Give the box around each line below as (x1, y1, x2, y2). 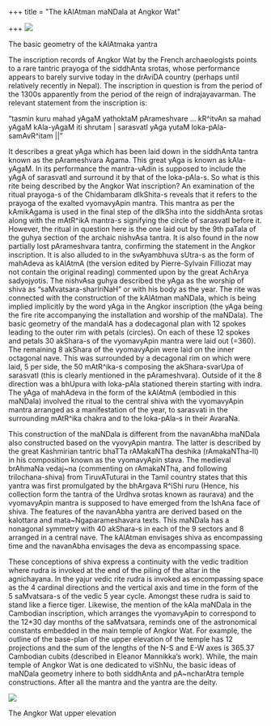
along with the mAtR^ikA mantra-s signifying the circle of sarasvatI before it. (8, 216, 262, 225)
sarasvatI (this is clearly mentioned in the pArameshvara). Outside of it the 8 (8, 370, 262, 380)
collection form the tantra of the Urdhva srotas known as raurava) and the (8, 489, 254, 499)
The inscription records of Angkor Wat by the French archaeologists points (8, 55, 257, 64)
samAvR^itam (8, 131, 53, 140)
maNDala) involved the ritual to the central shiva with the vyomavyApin (8, 396, 244, 406)
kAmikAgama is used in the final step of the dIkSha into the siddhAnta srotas (8, 207, 264, 216)
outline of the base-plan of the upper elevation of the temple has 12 (8, 634, 233, 643)
